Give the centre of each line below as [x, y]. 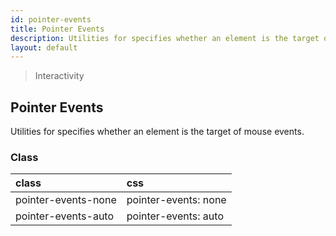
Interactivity [59, 76]
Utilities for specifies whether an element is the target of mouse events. [157, 132]
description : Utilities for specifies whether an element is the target [165, 38]
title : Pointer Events [57, 29]
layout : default [44, 47]
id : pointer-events [51, 19]
